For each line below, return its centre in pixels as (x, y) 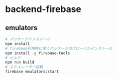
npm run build (20, 62)
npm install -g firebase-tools (38, 53)
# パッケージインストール (28, 39)
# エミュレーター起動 (24, 67)
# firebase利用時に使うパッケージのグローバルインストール (59, 48)
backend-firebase (43, 9)
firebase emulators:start (32, 72)
